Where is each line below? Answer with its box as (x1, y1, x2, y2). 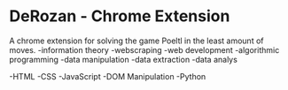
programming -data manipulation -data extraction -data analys (9, 54, 237, 64)
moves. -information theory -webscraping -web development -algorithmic (9, 44, 280, 55)
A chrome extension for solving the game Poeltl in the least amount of (9, 35, 264, 46)
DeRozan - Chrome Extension (9, 6, 230, 26)
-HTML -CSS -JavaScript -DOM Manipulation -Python (9, 71, 206, 81)
